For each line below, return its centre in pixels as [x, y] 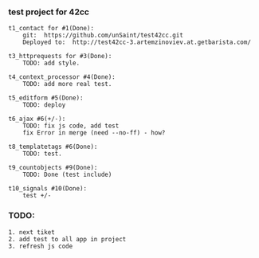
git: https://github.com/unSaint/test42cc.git [103, 35]
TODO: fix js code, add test [71, 126]
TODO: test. [42, 154]
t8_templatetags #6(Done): [53, 147]
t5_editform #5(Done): [46, 98]
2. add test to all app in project [67, 239]
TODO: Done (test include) [67, 175]
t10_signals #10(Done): [48, 189]
